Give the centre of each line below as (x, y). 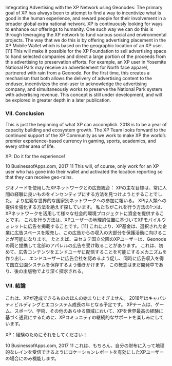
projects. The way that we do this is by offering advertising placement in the (86, 40)
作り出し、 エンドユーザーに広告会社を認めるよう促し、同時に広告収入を (82, 258)
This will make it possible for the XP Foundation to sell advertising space (90, 51)
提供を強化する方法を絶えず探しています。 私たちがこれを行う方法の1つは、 (85, 207)
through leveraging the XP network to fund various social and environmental (86, 35)
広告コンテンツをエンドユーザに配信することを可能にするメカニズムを (93, 252)
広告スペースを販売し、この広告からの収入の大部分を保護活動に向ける (88, 233)
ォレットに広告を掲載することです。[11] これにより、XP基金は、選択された (84, 226)
